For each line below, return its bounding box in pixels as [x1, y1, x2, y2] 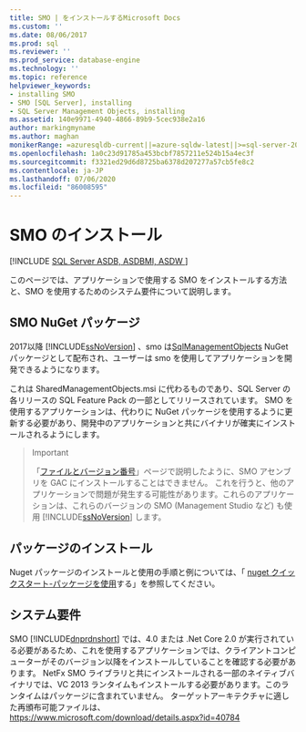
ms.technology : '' [9, 65, 79, 74]
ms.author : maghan [9, 132, 79, 141]
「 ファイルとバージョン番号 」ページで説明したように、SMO [31, 466, 258, 477]
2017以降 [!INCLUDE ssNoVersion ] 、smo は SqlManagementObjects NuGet [9, 341, 289, 352]
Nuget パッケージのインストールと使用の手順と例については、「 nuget [9, 566, 270, 577]
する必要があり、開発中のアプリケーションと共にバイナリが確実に [16, 417, 264, 428]
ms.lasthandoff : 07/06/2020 [9, 174, 117, 183]
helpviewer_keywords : [9, 81, 92, 90]
